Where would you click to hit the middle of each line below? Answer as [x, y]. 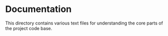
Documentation [39, 9]
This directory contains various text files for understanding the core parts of [84, 23]
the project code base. [29, 28]
